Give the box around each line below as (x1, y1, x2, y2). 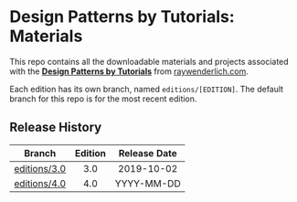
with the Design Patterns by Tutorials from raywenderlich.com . (9, 66, 249, 77)
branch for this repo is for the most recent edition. (9, 93, 197, 104)
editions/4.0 (14, 176, 67, 189)
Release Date (118, 146, 177, 159)
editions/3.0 (14, 162, 67, 175)
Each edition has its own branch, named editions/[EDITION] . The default (9, 83, 284, 94)
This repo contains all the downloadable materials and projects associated (9, 56, 290, 67)
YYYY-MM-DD (114, 176, 181, 189)
